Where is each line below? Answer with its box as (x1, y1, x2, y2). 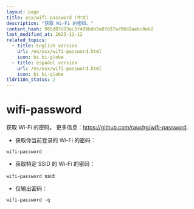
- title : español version (12, 60, 78, 66)
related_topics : (6, 37, 47, 43)
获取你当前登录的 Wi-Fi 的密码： (15, 137, 96, 144)
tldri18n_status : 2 (6, 77, 56, 83)
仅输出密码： (15, 185, 47, 192)
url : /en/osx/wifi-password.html (17, 49, 102, 55)
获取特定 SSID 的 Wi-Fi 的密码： (15, 160, 95, 168)
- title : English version (12, 43, 78, 49)
